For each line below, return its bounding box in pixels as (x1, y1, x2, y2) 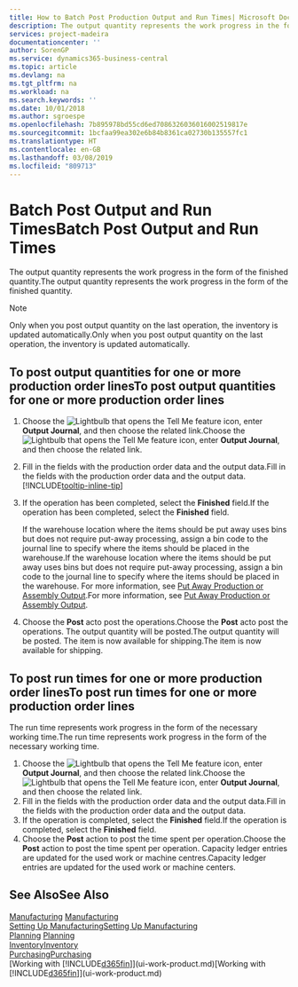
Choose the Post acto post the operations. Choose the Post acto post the (21, 617, 288, 628)
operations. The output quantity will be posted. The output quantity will (21, 627, 279, 637)
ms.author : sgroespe (9, 112, 86, 121)
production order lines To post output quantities (9, 378, 277, 393)
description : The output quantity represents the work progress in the (9, 21, 279, 30)
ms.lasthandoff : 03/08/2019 (9, 153, 114, 162)
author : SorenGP (9, 46, 69, 55)
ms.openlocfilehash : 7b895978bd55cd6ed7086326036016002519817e (9, 121, 248, 130)
